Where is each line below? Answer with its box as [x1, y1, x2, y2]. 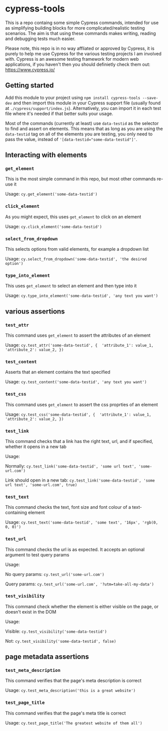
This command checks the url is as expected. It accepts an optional [5, 546, 145, 552]
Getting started [5, 81, 54, 90]
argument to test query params [5, 551, 69, 557]
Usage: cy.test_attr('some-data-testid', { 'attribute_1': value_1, [5, 342, 154, 348]
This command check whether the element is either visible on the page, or [5, 603, 159, 610]
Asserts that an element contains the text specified [5, 369, 110, 375]
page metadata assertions [5, 653, 89, 661]
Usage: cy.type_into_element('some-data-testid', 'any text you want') [5, 293, 158, 299]
